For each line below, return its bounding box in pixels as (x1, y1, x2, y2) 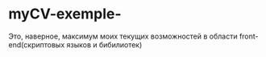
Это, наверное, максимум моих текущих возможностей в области (8, 31, 238, 41)
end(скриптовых (8, 39, 65, 49)
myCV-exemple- (8, 5, 123, 23)
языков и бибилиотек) (66, 39, 143, 49)
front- (239, 31, 260, 41)
